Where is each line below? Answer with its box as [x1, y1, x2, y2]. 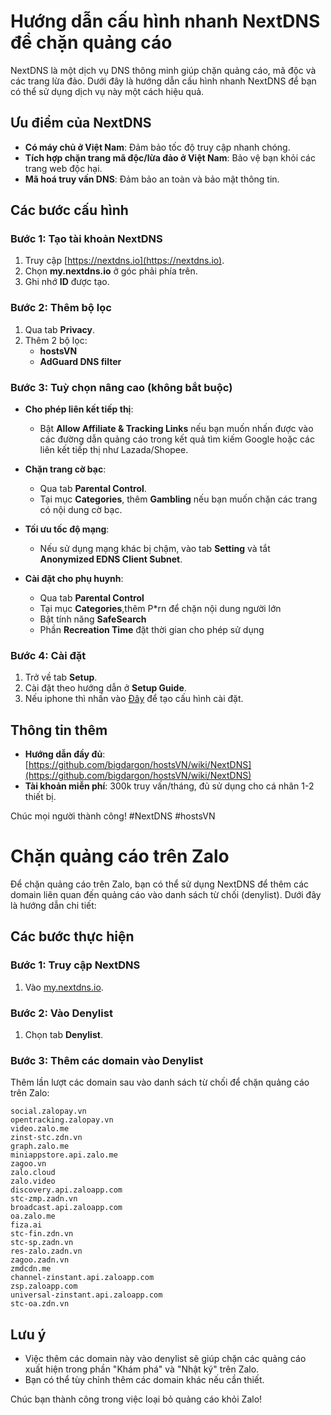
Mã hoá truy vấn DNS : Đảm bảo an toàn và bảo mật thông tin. [24, 173, 280, 185]
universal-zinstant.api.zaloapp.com [10, 1290, 163, 1300]
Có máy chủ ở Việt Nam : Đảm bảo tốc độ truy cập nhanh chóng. [24, 141, 291, 153]
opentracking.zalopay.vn [10, 1115, 114, 1125]
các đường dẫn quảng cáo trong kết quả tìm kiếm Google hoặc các [39, 433, 315, 445]
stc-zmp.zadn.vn [10, 1194, 78, 1204]
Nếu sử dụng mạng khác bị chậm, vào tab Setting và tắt [39, 543, 271, 555]
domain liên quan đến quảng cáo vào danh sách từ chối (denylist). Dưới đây [10, 889, 322, 901]
